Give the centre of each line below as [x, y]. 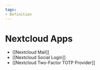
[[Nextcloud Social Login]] [39, 58]
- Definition [18, 14]
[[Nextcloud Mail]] [31, 52]
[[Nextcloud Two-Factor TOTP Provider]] [53, 63]
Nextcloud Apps [39, 39]
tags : [11, 10]
